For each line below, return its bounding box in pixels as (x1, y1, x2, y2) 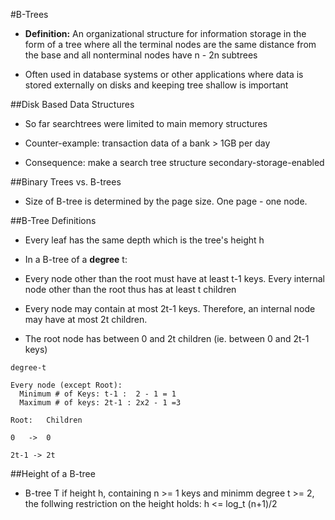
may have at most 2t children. (24, 314, 148, 325)
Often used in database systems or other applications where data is (24, 69, 304, 80)
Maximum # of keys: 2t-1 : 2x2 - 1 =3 (19, 398, 182, 408)
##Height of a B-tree (10, 468, 96, 479)
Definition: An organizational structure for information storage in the (24, 28, 307, 39)
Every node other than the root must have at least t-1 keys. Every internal (24, 273, 325, 284)
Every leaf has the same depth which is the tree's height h (24, 234, 265, 246)
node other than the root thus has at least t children (24, 284, 237, 295)
